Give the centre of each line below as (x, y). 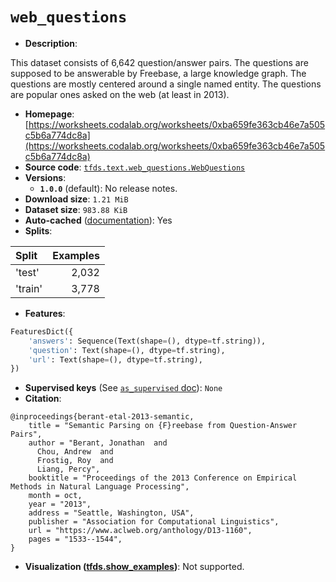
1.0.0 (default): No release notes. (108, 188)
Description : (51, 43)
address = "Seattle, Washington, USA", (111, 513)
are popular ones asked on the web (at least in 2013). (120, 94)
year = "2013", (60, 504)
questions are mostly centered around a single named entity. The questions (166, 84)
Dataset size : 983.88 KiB (76, 209)
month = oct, (55, 496)
